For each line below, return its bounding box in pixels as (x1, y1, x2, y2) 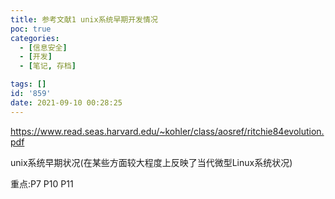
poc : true (10, 24, 52, 34)
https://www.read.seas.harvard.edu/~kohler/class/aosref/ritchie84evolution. (10, 125, 325, 137)
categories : (10, 33, 60, 43)
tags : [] (10, 79, 47, 90)
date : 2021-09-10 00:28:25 (10, 97, 123, 108)
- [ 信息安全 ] (19, 42, 68, 53)
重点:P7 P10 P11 (10, 177, 74, 190)
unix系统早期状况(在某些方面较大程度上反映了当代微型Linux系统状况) (10, 156, 293, 168)
